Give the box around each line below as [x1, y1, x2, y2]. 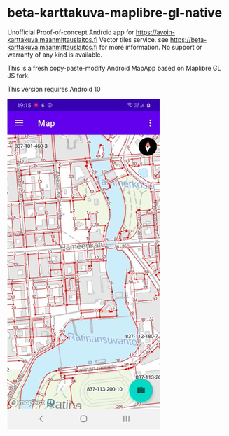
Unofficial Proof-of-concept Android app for [7, 28, 134, 36]
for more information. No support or [99, 43, 202, 51]
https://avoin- [135, 28, 175, 36]
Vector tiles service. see [99, 35, 169, 43]
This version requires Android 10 [7, 85, 101, 93]
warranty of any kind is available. [7, 50, 103, 59]
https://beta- [169, 35, 207, 43]
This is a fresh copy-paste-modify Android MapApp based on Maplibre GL [7, 64, 221, 72]
